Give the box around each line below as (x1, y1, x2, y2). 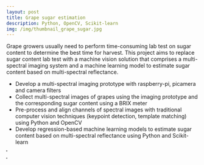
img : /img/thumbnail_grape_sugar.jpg (6, 26, 102, 32)
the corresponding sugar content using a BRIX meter (15, 100, 147, 107)
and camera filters (15, 86, 62, 94)
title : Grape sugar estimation (6, 15, 86, 21)
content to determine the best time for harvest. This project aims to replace (6, 49, 195, 57)
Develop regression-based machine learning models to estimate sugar (15, 125, 192, 133)
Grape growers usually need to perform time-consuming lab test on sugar (6, 43, 192, 50)
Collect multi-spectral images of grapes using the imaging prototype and (15, 93, 198, 100)
